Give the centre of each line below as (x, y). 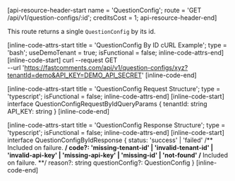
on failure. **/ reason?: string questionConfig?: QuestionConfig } (101, 163)
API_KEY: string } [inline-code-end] (59, 111)
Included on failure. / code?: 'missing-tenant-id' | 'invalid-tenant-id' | (110, 147)
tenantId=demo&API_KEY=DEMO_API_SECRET (75, 75)
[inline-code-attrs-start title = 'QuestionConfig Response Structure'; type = (116, 125)
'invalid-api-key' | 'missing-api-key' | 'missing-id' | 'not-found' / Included (117, 155)
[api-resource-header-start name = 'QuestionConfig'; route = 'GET (104, 10)
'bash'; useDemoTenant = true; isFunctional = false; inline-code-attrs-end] (116, 53)
